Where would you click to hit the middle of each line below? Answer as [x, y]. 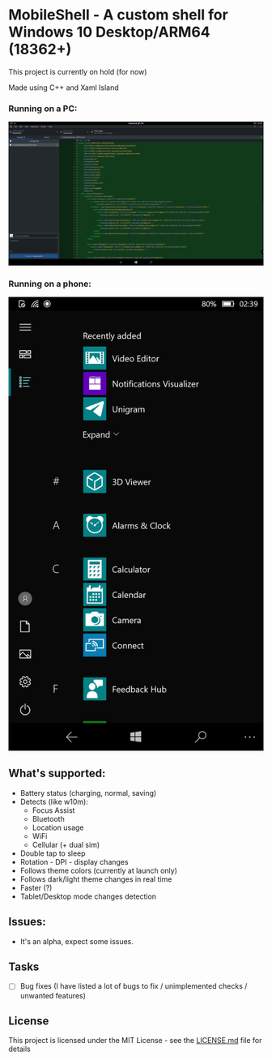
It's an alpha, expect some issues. [76, 941]
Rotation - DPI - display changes [74, 861]
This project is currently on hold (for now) [78, 71]
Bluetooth [48, 819]
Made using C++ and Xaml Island [64, 88]
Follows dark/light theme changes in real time [96, 879]
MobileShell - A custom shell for [118, 15]
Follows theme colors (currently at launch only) [99, 870]
